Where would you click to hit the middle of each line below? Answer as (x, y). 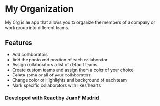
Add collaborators (30, 54)
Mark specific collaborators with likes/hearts (56, 85)
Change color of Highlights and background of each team (69, 80)
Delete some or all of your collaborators (51, 75)
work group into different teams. (37, 27)
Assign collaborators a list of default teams (55, 64)
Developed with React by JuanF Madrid (52, 98)
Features (19, 43)
